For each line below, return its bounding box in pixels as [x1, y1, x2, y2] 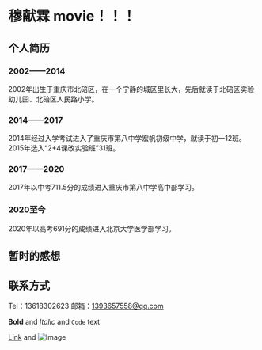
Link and [8, 332, 36, 341]
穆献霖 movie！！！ [8, 7, 136, 25]
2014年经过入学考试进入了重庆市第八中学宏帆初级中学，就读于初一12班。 [8, 134, 247, 143]
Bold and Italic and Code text [8, 317, 101, 326]
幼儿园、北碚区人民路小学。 [8, 94, 99, 104]
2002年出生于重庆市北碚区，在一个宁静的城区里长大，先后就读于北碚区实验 [8, 84, 255, 93]
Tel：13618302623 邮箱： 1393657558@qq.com [8, 301, 164, 310]
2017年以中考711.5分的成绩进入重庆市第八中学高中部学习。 [8, 183, 199, 192]
